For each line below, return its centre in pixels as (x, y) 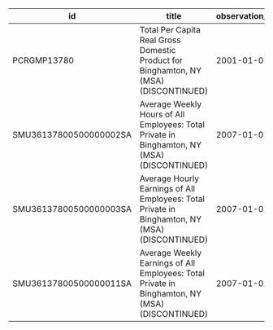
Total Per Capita (170, 30)
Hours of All (162, 114)
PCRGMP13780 (43, 60)
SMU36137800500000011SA (72, 283)
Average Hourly (169, 178)
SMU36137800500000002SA (72, 135)
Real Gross (160, 40)
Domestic (158, 50)
